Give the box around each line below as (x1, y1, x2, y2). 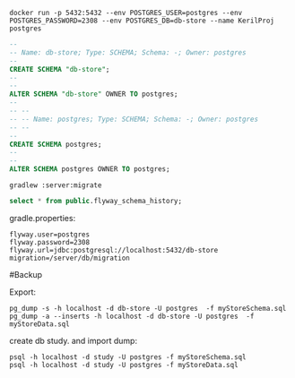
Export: (9, 287, 37, 297)
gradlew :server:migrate (9, 181, 102, 190)
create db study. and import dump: (9, 335, 137, 346)
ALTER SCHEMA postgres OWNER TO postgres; (9, 165, 170, 174)
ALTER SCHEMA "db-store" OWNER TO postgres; (9, 90, 178, 99)
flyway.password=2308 (9, 237, 91, 246)
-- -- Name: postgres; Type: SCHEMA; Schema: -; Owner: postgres (9, 115, 258, 124)
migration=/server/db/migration (9, 253, 130, 262)
